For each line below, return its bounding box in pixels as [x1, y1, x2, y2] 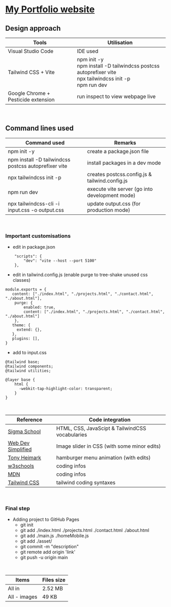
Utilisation [107, 39, 133, 46]
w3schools [8, 463, 35, 470]
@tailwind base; [5, 359, 40, 365]
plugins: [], [12, 336, 40, 342]
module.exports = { [5, 287, 47, 292]
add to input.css [12, 350, 47, 356]
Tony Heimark [8, 454, 42, 462]
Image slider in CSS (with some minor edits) [56, 443, 161, 450]
